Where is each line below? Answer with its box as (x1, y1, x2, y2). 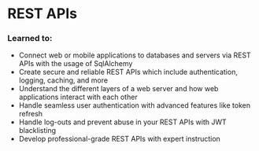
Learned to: (7, 33, 53, 44)
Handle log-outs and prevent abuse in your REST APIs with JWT (18, 117, 228, 127)
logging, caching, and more (18, 75, 108, 85)
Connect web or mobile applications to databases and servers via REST (18, 50, 251, 60)
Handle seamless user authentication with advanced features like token (18, 101, 251, 110)
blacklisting (18, 126, 57, 135)
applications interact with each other (18, 92, 139, 102)
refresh (18, 109, 43, 119)
